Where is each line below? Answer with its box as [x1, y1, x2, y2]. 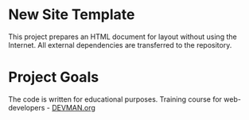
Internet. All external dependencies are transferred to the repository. [8, 40, 232, 49]
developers [8, 103, 45, 112]
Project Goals [8, 68, 99, 87]
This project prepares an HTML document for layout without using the [8, 32, 237, 41]
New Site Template [8, 6, 135, 24]
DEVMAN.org [51, 103, 95, 112]
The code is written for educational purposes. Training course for [8, 94, 223, 104]
